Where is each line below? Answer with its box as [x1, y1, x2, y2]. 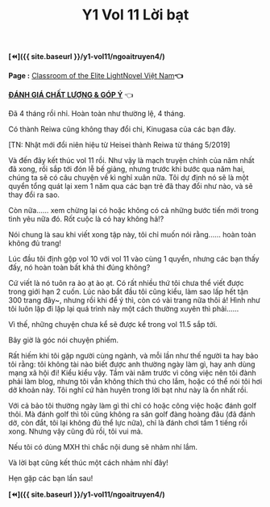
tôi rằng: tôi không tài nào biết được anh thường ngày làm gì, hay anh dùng [8, 359, 255, 369]
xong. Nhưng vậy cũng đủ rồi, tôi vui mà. [8, 426, 143, 437]
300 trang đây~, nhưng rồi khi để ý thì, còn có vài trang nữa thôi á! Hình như [8, 295, 260, 305]
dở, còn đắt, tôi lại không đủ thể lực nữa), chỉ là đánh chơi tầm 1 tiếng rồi [8, 418, 247, 428]
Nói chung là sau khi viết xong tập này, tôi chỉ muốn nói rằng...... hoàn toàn [8, 230, 256, 240]
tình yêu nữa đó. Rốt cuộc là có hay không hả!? [8, 214, 164, 224]
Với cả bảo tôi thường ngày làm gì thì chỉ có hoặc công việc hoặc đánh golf [8, 401, 256, 411]
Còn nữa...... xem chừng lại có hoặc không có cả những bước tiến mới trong [8, 206, 260, 216]
